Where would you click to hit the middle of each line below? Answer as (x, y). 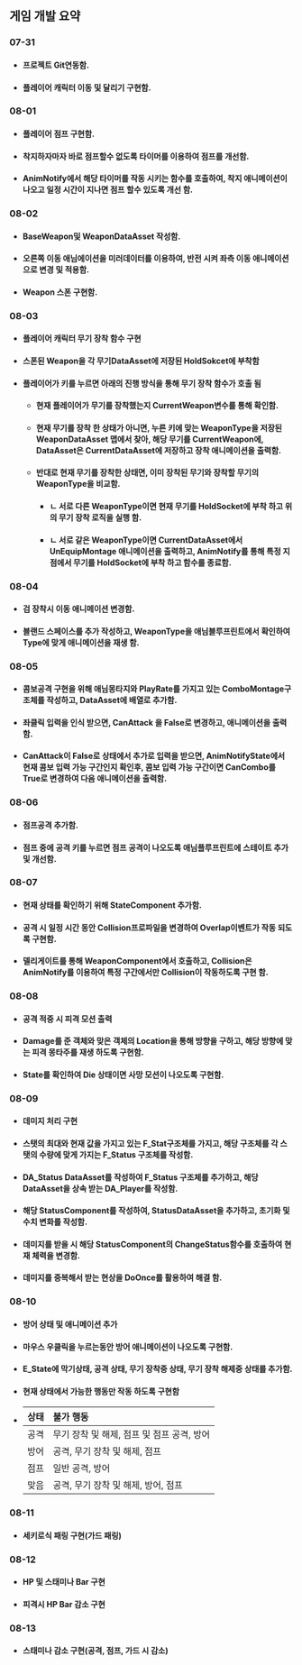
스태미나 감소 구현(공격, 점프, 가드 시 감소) (95, 1651)
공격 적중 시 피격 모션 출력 (67, 1019)
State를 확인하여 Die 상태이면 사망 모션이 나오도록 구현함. (123, 1075)
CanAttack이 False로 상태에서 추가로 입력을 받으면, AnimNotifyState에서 (154, 756)
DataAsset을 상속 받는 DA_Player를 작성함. (100, 1188)
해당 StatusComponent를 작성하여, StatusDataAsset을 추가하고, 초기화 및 (156, 1211)
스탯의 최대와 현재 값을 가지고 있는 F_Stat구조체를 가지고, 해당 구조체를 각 (150, 1144)
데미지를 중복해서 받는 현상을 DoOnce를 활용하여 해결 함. (122, 1277)
